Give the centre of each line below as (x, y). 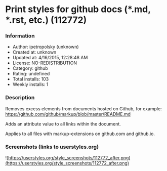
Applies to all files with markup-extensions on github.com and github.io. (80, 134)
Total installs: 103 (31, 79)
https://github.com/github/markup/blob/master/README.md (68, 114)
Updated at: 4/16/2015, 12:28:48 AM (50, 58)
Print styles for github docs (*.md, (78, 9)
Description (20, 98)
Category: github (30, 68)
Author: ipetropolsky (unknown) (46, 47)
